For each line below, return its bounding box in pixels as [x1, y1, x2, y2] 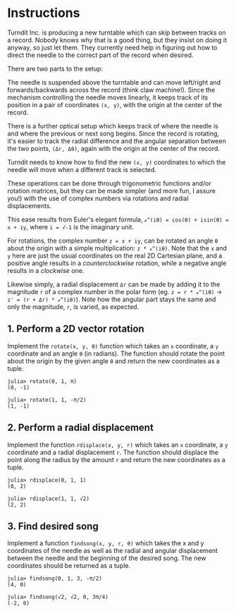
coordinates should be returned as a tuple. [7, 562, 131, 570]
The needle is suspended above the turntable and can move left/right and [7, 78, 221, 86]
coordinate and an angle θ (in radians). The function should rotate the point [7, 349, 225, 358]
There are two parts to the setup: [7, 64, 104, 73]
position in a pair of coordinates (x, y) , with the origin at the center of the [7, 100, 223, 109]
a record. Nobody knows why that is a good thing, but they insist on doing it [7, 35, 228, 44]
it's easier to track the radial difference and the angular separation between [7, 136, 227, 145]
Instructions [7, 5, 80, 21]
